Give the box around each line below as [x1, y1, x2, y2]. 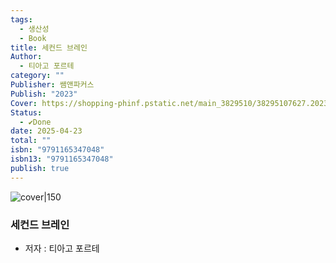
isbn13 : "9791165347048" [10, 154, 114, 164]
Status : [10, 107, 43, 118]
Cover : [10, 98, 38, 108]
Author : [10, 52, 43, 62]
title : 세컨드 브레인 [10, 42, 88, 53]
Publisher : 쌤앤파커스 [10, 80, 95, 90]
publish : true [10, 163, 70, 173]
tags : [10, 14, 33, 25]
